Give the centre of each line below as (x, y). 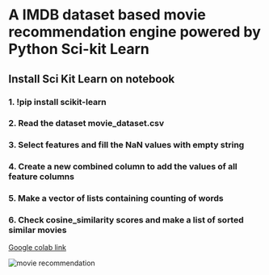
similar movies (38, 230)
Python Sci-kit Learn (79, 49)
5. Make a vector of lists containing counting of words (116, 198)
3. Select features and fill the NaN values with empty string (126, 145)
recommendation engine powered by (134, 32)
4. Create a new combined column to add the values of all (123, 167)
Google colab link (38, 248)
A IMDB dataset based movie (107, 15)
